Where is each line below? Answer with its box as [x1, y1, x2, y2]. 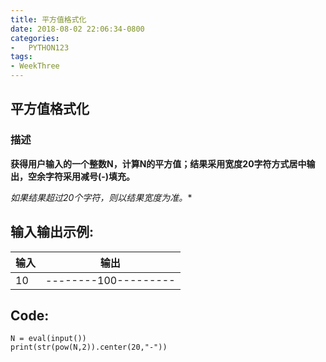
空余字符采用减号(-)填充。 [27, 170, 136, 182]
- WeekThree [10, 61, 60, 71]
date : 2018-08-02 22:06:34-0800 [10, 24, 145, 34]
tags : [10, 52, 33, 62]
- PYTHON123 [10, 42, 70, 53]
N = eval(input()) [10, 334, 87, 344]
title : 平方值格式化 [10, 14, 87, 25]
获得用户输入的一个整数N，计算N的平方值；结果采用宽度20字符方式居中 [10, 157, 307, 170]
